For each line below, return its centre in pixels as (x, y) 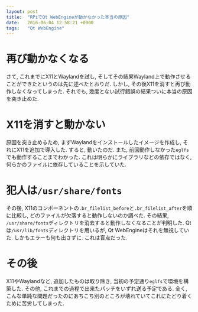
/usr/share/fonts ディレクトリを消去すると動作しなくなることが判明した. (95, 223)
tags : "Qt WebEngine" (35, 28)
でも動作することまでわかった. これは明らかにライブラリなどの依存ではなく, (99, 157)
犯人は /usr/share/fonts (64, 191)
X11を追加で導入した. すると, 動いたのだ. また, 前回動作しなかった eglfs (103, 150)
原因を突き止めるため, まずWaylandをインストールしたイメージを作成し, (94, 142)
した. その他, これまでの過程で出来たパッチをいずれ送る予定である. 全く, (99, 288)
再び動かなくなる (48, 59)
